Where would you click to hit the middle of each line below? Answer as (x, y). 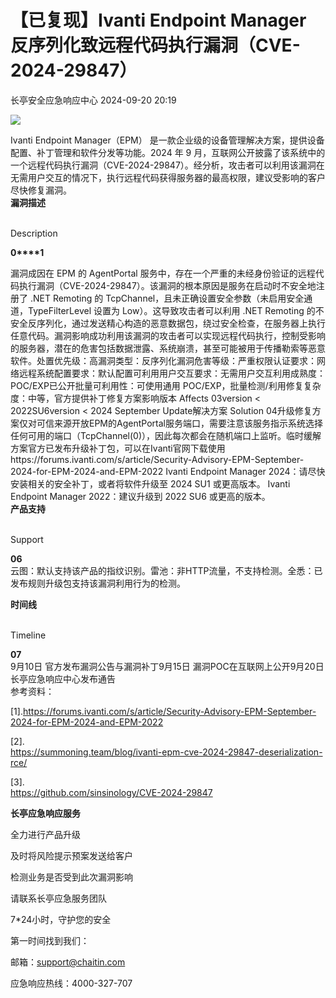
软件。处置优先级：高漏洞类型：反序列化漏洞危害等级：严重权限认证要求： (163, 360)
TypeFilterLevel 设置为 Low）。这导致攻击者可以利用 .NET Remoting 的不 (176, 310)
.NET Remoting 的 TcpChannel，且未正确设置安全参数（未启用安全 (167, 298)
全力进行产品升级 (45, 834)
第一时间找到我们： (50, 940)
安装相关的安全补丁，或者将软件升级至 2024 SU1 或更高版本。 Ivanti (150, 483)
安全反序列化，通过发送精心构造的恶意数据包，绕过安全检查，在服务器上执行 (168, 323)
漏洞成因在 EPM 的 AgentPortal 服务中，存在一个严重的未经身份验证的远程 (163, 273)
